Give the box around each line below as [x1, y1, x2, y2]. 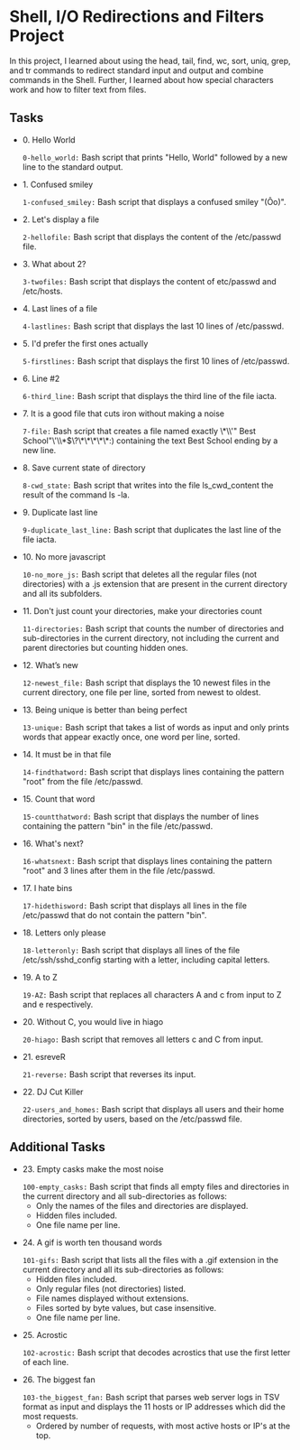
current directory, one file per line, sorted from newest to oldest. [22, 686, 261, 697]
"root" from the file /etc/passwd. [22, 776, 143, 786]
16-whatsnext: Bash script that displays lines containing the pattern [22, 855, 273, 866]
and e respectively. [22, 999, 94, 1009]
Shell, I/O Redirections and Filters [9, 6, 265, 27]
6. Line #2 [22, 373, 60, 384]
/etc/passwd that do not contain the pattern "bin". [22, 909, 207, 920]
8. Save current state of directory [22, 462, 146, 473]
